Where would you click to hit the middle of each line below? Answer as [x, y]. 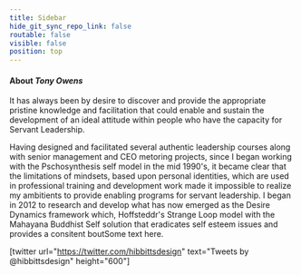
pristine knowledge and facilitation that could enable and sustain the [137, 111]
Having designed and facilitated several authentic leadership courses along [150, 147]
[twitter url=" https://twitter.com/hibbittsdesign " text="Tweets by [129, 251]
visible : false [38, 43]
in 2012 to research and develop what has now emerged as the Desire [140, 205]
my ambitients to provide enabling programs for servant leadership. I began [150, 195]
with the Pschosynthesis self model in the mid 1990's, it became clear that [148, 167]
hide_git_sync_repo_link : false [70, 26]
